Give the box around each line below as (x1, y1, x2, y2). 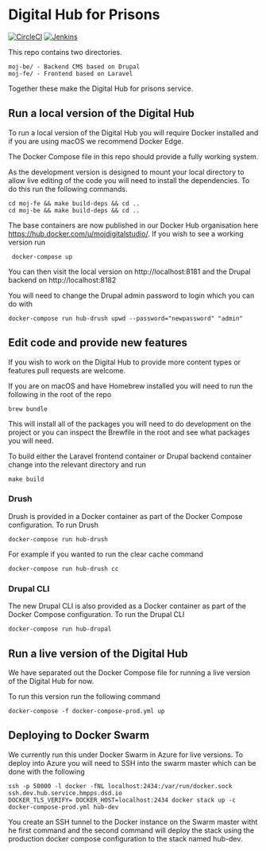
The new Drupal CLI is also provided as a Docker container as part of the (8, 601, 247, 611)
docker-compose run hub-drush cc (8, 564, 119, 572)
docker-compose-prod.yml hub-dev (8, 802, 119, 811)
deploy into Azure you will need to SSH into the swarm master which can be (8, 758, 256, 767)
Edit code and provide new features (8, 336, 188, 349)
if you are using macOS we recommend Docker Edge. (8, 136, 184, 146)
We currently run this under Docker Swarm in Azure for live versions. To (8, 750, 244, 759)
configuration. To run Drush (8, 520, 99, 529)
